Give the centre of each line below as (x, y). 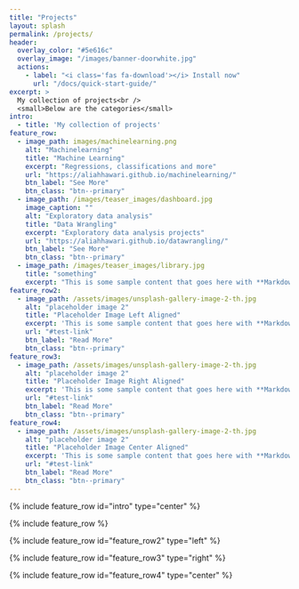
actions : (33, 68)
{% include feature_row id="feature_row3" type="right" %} (118, 558)
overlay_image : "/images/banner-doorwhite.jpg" (107, 59)
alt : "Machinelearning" (69, 149)
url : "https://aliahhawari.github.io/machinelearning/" (131, 174)
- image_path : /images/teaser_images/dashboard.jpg (115, 200)
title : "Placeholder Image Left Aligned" (103, 315)
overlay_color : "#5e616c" (65, 51)
